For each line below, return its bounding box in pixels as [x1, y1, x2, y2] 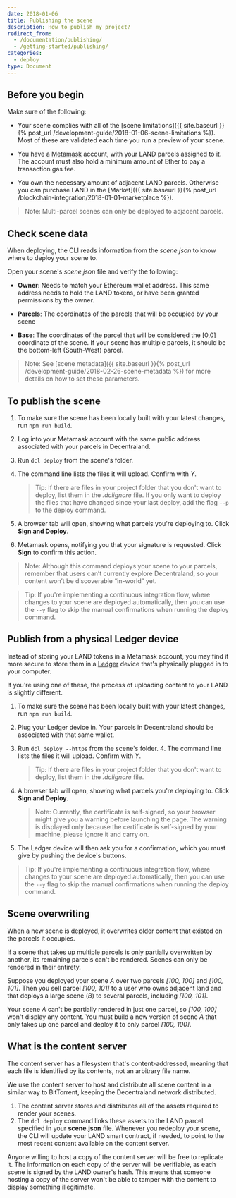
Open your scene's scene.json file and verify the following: [7, 267, 178, 276]
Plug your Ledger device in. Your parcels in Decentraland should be [17, 723, 214, 731]
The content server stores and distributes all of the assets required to [17, 1101, 219, 1110]
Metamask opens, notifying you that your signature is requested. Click [17, 541, 222, 549]
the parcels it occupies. [7, 934, 75, 942]
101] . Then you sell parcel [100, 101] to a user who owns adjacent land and [7, 984, 222, 992]
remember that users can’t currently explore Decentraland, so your [24, 569, 219, 578]
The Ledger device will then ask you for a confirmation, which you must [17, 843, 226, 852]
